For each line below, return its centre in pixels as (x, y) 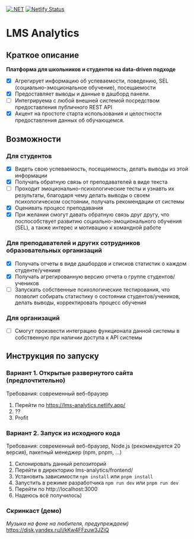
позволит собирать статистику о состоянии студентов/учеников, (97, 296)
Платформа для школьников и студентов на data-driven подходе (91, 69)
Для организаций (33, 318)
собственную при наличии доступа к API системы (78, 338)
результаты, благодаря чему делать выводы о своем (82, 196)
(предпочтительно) (36, 380)
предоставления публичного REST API (63, 108)
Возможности (34, 139)
